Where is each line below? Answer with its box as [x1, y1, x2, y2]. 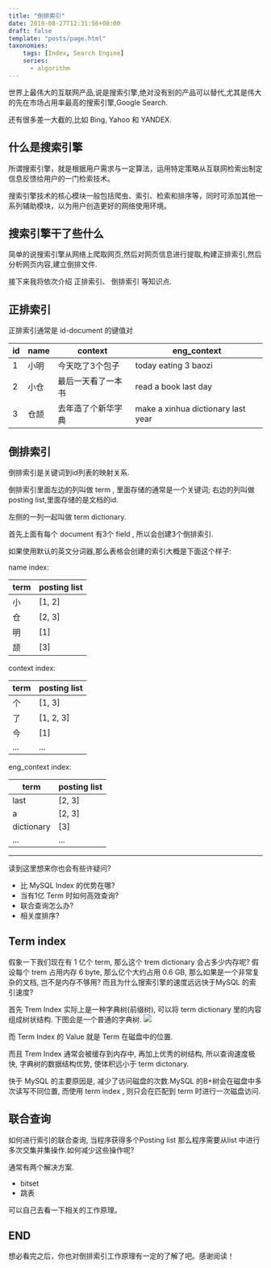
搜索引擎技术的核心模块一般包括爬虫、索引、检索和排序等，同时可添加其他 [8, 190, 256, 200]
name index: [8, 562, 50, 572]
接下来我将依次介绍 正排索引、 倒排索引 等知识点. [8, 277, 172, 286]
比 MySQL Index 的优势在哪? [19, 881, 115, 890]
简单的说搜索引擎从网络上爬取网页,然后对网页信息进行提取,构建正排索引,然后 [8, 249, 262, 259]
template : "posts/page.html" [8, 34, 106, 43]
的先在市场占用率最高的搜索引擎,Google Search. [8, 98, 168, 107]
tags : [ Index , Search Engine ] [23, 49, 125, 57]
